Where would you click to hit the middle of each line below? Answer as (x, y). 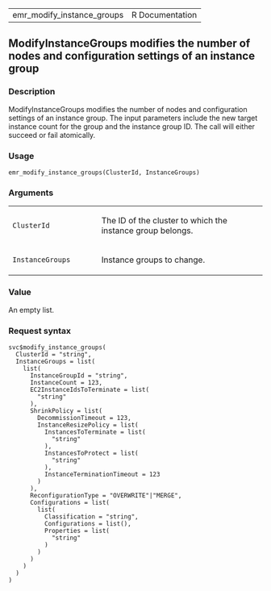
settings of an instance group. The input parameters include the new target (133, 118)
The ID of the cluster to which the (165, 221)
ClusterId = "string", (54, 354)
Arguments (31, 193)
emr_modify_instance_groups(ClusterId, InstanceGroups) (104, 173)
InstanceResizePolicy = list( (88, 425)
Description (32, 92)
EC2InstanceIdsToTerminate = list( (90, 389)
